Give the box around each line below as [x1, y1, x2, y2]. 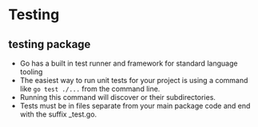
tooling [19, 67, 43, 77]
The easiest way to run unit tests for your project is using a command [19, 76, 248, 85]
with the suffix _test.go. [19, 109, 97, 119]
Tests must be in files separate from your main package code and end [19, 101, 251, 110]
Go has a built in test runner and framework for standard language [19, 58, 238, 68]
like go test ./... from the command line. [19, 84, 161, 93]
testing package [8, 38, 91, 51]
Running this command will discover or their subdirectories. [19, 93, 216, 101]
